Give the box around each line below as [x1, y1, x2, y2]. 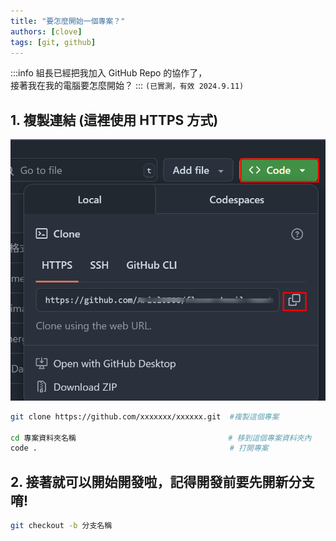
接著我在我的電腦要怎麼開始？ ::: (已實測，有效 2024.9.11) [10, 80, 245, 92]
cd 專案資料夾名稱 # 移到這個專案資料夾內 [10, 433, 312, 443]
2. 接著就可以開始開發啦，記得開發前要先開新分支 [10, 473, 315, 490]
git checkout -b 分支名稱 [10, 521, 113, 531]
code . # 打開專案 [10, 443, 269, 454]
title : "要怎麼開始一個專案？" [10, 16, 126, 26]
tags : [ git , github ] [10, 37, 97, 47]
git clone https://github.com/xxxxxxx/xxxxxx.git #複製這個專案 [10, 411, 280, 422]
